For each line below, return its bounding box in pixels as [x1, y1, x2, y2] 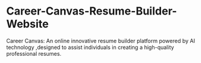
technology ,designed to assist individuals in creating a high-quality [6, 44, 174, 51]
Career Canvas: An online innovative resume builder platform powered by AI [6, 37, 195, 44]
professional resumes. [6, 50, 62, 57]
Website [6, 17, 49, 31]
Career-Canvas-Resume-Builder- [6, 4, 177, 18]
